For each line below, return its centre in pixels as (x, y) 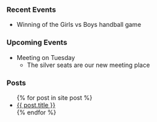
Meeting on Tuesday (46, 57)
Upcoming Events (37, 43)
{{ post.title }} (36, 105)
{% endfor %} (36, 112)
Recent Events (31, 10)
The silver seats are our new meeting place (88, 65)
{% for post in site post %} (54, 97)
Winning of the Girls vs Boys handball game (79, 25)
